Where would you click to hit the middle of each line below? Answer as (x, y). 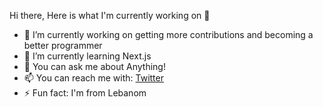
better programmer (63, 45)
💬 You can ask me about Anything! (94, 66)
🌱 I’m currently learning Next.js (87, 56)
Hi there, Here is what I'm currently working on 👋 (110, 15)
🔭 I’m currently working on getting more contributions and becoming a (168, 34)
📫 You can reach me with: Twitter (93, 78)
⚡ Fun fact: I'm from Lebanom (85, 93)
